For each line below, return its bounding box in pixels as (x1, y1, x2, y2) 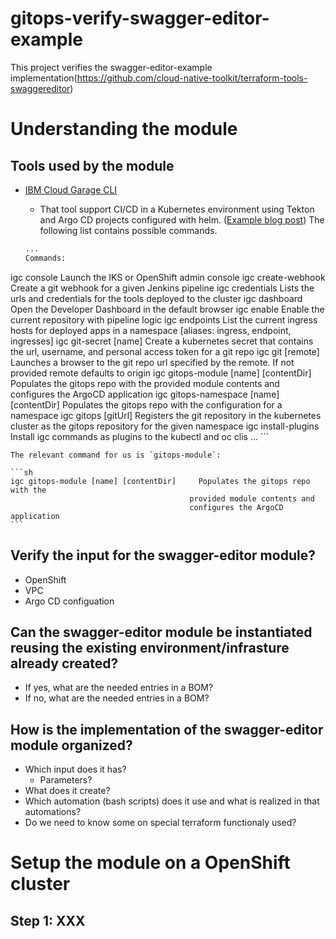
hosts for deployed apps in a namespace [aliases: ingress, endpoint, (10, 324, 292, 336)
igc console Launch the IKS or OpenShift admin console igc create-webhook (10, 271, 326, 283)
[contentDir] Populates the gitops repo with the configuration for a (10, 398, 283, 411)
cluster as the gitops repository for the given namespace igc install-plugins (10, 420, 320, 432)
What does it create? (24, 785, 111, 797)
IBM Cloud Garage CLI (24, 183, 118, 196)
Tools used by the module (10, 157, 175, 174)
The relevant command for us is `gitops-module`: (10, 450, 222, 460)
